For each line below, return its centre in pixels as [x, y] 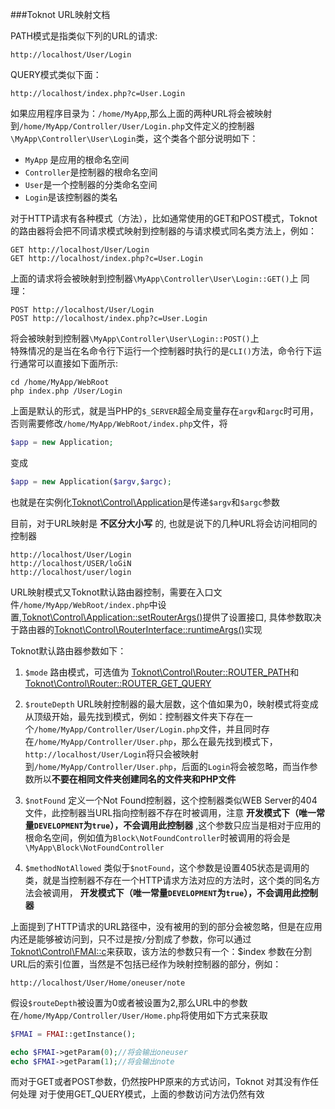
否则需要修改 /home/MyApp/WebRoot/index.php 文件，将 [119, 423]
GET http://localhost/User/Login [80, 250]
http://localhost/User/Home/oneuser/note [98, 983]
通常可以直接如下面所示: [68, 363]
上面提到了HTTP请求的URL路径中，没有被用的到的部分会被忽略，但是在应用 [166, 926]
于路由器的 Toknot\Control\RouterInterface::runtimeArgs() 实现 [136, 629]
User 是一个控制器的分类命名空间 [91, 184]
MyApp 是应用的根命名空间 [77, 159]
